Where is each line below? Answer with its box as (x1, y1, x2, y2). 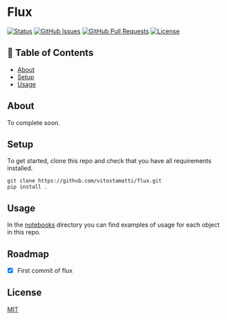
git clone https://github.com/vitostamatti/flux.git (7, 178, 162, 185)
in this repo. (7, 228, 41, 236)
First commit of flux (17, 267, 73, 274)
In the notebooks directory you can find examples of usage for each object (7, 220, 220, 229)
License (7, 287, 42, 299)
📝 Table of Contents (7, 47, 94, 59)
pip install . (7, 184, 48, 191)
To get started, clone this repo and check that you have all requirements (7, 157, 212, 165)
